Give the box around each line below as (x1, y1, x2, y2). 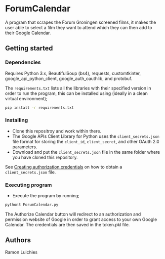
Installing (5, 117, 28, 124)
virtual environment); (5, 95, 48, 101)
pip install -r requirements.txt (5, 105, 74, 110)
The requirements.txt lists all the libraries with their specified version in (5, 85, 152, 91)
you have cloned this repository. (12, 154, 78, 160)
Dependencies (5, 59, 41, 66)
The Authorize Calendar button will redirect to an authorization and (5, 211, 141, 217)
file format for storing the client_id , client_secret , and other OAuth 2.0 (12, 138, 160, 144)
